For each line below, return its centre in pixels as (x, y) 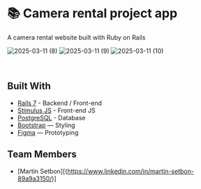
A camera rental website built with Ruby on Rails (76, 37)
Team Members (42, 155)
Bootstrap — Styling (46, 125)
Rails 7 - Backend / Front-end (60, 103)
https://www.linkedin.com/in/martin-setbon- (131, 171)
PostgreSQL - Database (51, 117)
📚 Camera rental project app (92, 14)
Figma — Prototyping (48, 132)
